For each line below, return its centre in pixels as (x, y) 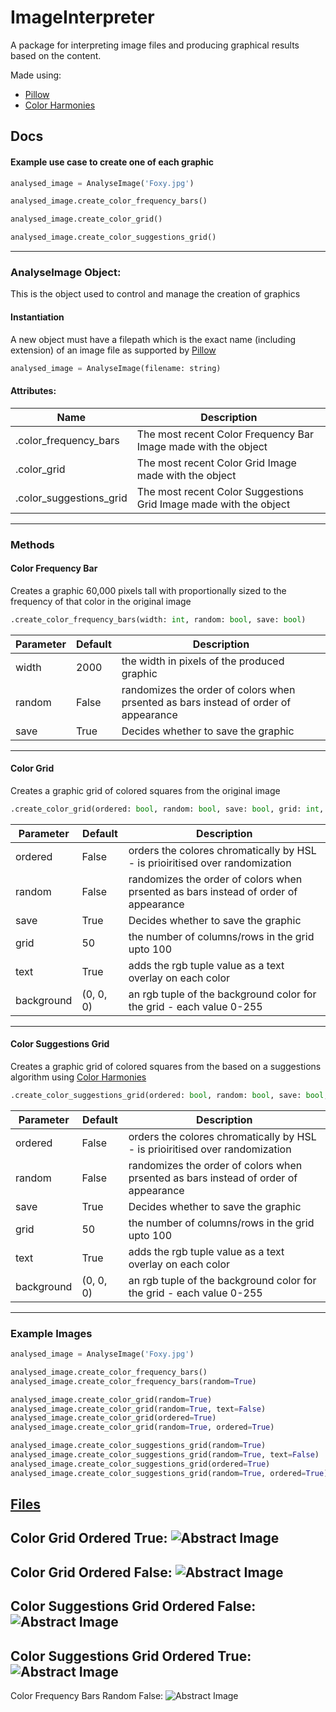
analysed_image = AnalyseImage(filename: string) (116, 368)
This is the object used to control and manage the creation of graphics (155, 294)
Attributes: (33, 390)
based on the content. (56, 55)
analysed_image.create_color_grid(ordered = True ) (113, 1418)
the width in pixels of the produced (203, 661)
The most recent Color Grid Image (216, 463)
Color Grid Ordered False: (91, 1572)
